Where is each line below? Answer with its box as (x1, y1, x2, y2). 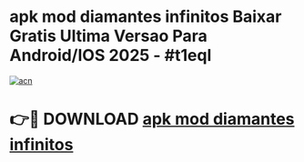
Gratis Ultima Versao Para (9, 25, 208, 46)
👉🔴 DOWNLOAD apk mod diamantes (9, 109, 295, 129)
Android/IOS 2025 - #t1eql (9, 46, 212, 66)
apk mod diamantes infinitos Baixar (9, 6, 282, 27)
